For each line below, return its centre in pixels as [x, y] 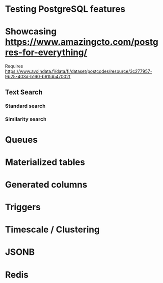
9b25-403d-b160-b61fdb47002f [38, 77]
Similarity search [26, 119]
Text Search [24, 92]
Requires [14, 66]
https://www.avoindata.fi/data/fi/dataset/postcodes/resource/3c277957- [79, 71]
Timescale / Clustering [52, 230]
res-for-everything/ [46, 52]
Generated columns [46, 184]
